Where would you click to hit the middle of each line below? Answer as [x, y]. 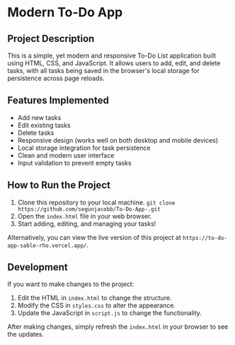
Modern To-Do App [65, 12]
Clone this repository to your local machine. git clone [96, 202]
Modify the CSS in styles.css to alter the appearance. [96, 305]
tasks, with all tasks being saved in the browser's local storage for [104, 71]
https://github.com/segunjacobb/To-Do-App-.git [89, 209]
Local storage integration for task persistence [84, 148]
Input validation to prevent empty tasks [75, 163]
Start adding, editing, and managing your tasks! [87, 224]
